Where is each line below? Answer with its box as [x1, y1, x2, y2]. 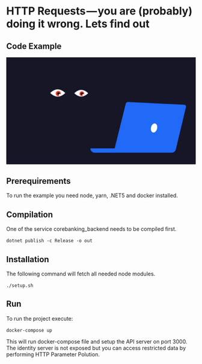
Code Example [6, 41, 62, 51]
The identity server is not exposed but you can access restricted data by [6, 344, 186, 351]
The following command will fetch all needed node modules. [6, 270, 156, 277]
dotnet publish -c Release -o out [6, 238, 93, 244]
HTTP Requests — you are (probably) [6, 4, 192, 18]
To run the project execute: [6, 315, 73, 322]
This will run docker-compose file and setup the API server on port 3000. [6, 337, 188, 345]
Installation [6, 254, 49, 265]
